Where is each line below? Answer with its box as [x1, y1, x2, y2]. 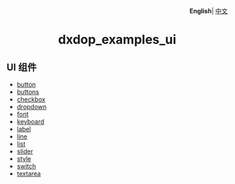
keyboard [16, 118, 45, 125]
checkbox [16, 95, 46, 104]
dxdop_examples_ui [58, 31, 177, 48]
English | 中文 [189, 7, 228, 15]
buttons [16, 87, 39, 96]
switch [16, 162, 36, 170]
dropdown [16, 103, 47, 111]
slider [16, 147, 33, 155]
